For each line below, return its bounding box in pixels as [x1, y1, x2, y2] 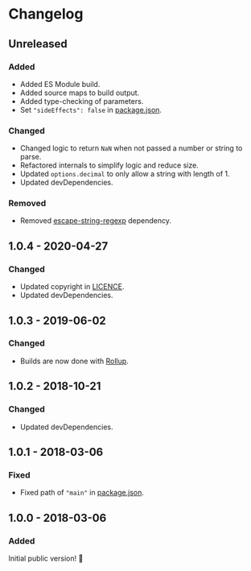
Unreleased [8, 37, 68, 51]
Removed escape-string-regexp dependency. [19, 216, 171, 226]
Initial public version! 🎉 [8, 553, 84, 563]
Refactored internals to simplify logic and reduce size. [19, 160, 199, 170]
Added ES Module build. [19, 79, 101, 89]
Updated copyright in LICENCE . [19, 282, 125, 292]
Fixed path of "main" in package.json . [19, 488, 145, 498]
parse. [19, 152, 42, 162]
